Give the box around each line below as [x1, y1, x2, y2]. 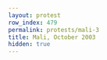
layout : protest [8, 11, 61, 19]
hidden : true [8, 41, 51, 48]
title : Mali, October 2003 [8, 33, 96, 41]
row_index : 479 [8, 19, 58, 26]
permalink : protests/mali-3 [8, 26, 100, 34]
